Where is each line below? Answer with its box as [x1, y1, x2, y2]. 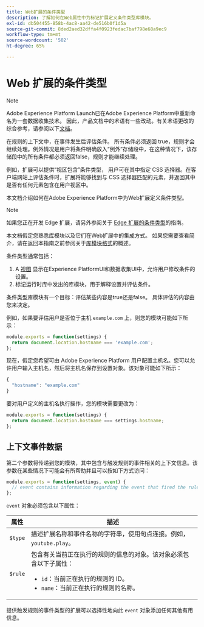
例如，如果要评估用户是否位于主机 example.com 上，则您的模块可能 [6, 314, 172, 321]
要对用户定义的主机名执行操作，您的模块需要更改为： [6, 400, 140, 407]
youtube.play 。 [30, 539, 75, 547]
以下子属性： [36, 559, 74, 568]
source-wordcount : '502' [6, 37, 69, 43]
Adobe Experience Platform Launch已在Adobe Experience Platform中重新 [6, 109, 191, 116]
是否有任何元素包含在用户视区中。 [6, 181, 92, 188]
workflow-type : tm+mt [6, 32, 61, 38]
